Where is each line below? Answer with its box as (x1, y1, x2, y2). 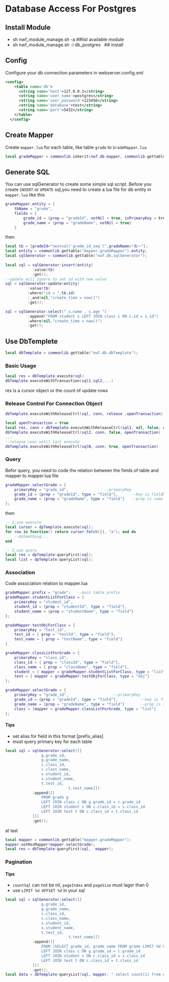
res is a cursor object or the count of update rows (5, 388, 108, 394)
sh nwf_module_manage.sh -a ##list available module (12, 36, 124, 42)
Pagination (5, 859, 32, 866)
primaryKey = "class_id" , (14, 655, 69, 660)
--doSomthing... (14, 534, 49, 539)
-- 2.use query (5, 548, 37, 553)
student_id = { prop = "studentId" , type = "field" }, (14, 605, 127, 610)
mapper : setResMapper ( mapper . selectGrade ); (5, 842, 96, 847)
